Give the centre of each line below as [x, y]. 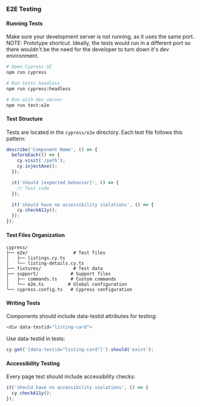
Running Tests [25, 23]
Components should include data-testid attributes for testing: [82, 316]
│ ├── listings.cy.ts [36, 258]
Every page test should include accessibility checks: [71, 376]
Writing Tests [23, 303]
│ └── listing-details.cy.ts [45, 264]
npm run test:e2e [28, 105]
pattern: [16, 138]
